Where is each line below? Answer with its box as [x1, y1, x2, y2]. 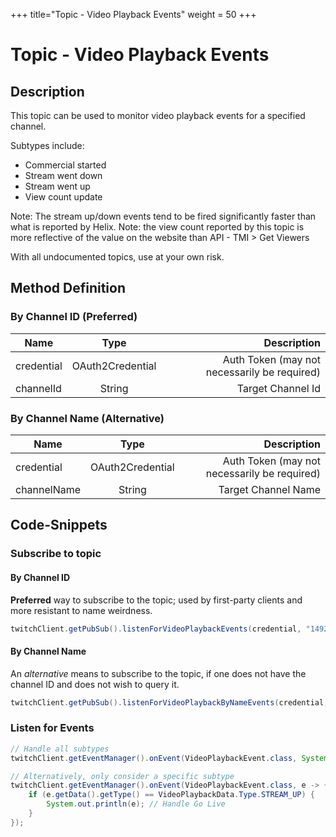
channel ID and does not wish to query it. [10, 678, 180, 690]
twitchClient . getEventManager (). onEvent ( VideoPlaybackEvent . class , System [10, 753, 329, 763]
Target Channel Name [218, 482, 321, 496]
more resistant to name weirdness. [10, 604, 153, 616]
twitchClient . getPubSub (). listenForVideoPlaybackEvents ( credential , [10, 624, 302, 634]
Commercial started [24, 159, 107, 171]
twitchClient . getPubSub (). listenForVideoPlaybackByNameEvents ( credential [10, 697, 325, 708]
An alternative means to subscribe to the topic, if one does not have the [10, 667, 307, 679]
